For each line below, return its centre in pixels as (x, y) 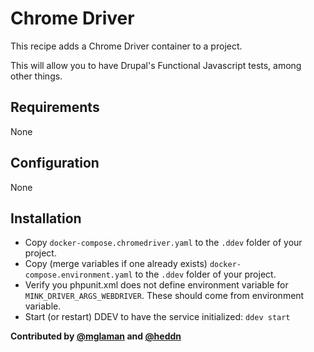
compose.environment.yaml (78, 275)
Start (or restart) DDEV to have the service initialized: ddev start (157, 317)
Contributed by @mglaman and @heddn (96, 336)
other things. (36, 76)
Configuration (55, 163)
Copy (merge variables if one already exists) (116, 264)
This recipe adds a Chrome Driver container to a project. (126, 46)
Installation (46, 218)
